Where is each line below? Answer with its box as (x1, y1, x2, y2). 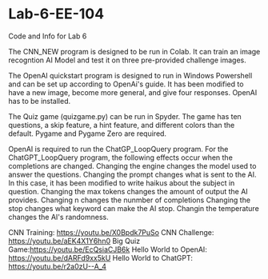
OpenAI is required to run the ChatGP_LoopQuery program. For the (8, 144, 229, 153)
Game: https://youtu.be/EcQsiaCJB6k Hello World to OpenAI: (8, 245, 208, 254)
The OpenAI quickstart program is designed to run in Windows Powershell (8, 70, 253, 80)
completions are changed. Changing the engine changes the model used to (8, 161, 257, 170)
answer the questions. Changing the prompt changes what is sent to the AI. (8, 169, 258, 179)
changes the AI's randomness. (8, 212, 110, 221)
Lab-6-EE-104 (8, 5, 105, 23)
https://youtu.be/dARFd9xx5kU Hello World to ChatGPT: (8, 253, 194, 262)
